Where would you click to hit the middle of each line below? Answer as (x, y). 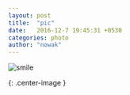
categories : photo (38, 38)
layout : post (30, 15)
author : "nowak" (35, 45)
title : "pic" (32, 23)
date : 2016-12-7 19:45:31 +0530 (65, 30)
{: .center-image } (37, 83)
